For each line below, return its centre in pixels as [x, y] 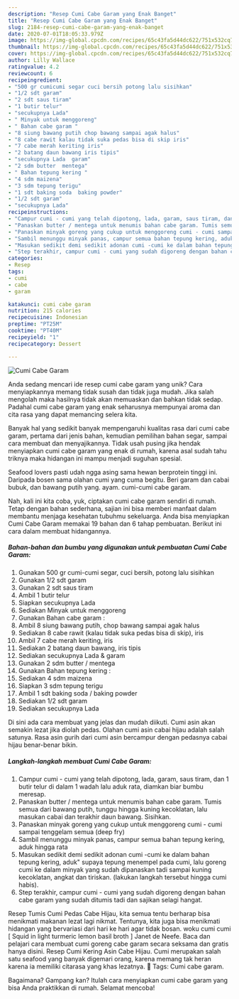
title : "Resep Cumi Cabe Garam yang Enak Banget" [83, 21]
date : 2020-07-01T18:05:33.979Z [56, 34]
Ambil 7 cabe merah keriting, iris [66, 641]
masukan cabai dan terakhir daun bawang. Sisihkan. [95, 817]
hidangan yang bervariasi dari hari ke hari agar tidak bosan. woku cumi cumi [119, 929]
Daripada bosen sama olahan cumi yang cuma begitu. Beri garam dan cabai [119, 480]
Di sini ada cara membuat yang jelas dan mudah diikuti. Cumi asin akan [112, 723]
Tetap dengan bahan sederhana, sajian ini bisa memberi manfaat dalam [112, 508]
